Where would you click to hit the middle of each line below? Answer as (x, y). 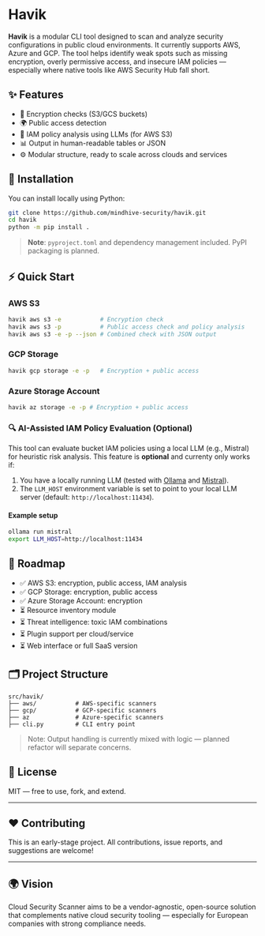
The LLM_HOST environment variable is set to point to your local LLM (128, 489)
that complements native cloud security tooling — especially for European (128, 915)
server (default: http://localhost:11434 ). (87, 497)
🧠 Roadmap (37, 564)
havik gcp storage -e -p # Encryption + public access (104, 370)
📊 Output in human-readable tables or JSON (93, 143)
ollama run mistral (40, 532)
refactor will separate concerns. (79, 747)
